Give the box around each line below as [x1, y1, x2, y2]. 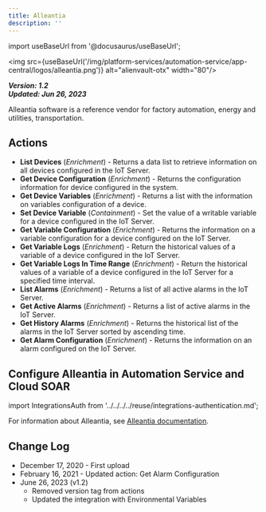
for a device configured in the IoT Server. [19, 216, 155, 226]
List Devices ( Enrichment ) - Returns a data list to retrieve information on [19, 157, 257, 167]
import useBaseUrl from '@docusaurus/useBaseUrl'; [8, 41, 181, 50]
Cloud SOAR [8, 379, 70, 393]
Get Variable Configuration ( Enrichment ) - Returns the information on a [19, 225, 256, 235]
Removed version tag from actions [31, 486, 145, 495]
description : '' [8, 19, 62, 27]
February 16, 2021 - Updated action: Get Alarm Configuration [19, 469, 220, 478]
